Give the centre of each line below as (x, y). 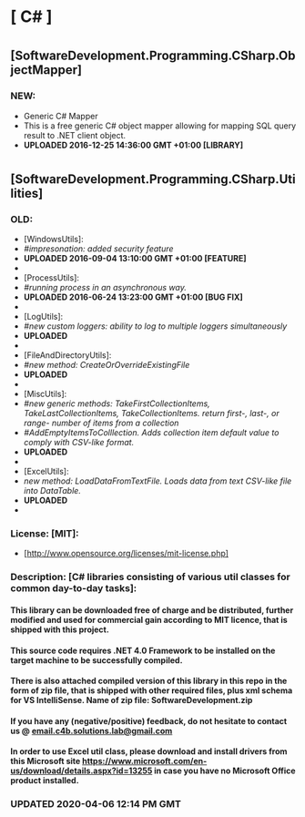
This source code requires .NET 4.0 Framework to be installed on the (143, 650)
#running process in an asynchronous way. (105, 288)
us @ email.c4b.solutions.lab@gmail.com (91, 730)
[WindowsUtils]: (54, 240)
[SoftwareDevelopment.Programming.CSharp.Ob (153, 56)
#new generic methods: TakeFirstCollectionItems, (117, 403)
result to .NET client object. (75, 135)
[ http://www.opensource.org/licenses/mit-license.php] (126, 554)
